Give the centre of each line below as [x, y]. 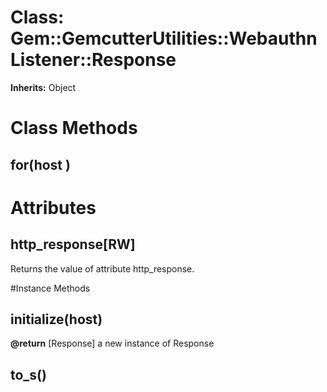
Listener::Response [93, 60]
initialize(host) [56, 319]
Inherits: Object [43, 87]
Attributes [53, 207]
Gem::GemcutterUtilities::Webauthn [164, 38]
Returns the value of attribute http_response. [102, 268]
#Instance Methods [50, 288]
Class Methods [74, 128]
